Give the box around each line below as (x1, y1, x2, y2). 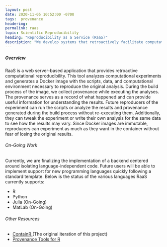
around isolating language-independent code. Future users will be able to (5, 163, 156, 169)
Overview (5, 55, 26, 61)
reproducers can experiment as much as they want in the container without (5, 125, 159, 132)
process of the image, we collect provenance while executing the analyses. (5, 88, 159, 94)
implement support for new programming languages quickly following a (5, 168, 152, 174)
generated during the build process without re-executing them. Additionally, (5, 110, 161, 116)
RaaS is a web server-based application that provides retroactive (5, 68, 138, 74)
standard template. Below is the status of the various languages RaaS (5, 173, 148, 179)
